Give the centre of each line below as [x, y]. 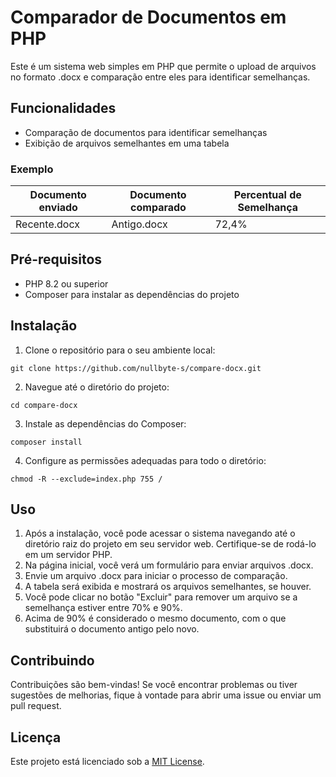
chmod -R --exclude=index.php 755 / [86, 479]
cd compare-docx [44, 405]
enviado [58, 208]
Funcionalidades [63, 108]
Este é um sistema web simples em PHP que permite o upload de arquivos [163, 66]
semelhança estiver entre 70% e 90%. [103, 608]
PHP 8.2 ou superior [66, 283]
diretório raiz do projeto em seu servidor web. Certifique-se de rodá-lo [170, 544]
